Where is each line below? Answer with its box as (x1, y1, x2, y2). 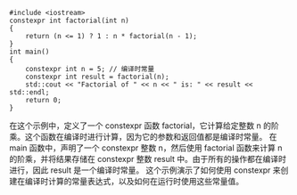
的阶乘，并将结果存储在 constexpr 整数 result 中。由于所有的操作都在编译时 (9, 154, 287, 164)
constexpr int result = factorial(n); (25, 72, 169, 81)
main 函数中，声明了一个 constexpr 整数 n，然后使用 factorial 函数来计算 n (9, 142, 283, 153)
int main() (9, 47, 50, 56)
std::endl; (9, 88, 50, 97)
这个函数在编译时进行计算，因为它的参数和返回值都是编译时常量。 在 (24, 132, 277, 142)
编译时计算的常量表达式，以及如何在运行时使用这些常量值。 (24, 176, 243, 186)
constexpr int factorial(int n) (9, 16, 129, 25)
